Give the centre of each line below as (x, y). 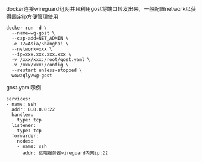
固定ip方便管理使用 (35, 16)
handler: (23, 115)
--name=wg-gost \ (33, 33)
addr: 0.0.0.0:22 (33, 109)
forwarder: (25, 136)
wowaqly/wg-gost (32, 76)
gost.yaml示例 (24, 87)
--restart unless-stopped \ (47, 70)
